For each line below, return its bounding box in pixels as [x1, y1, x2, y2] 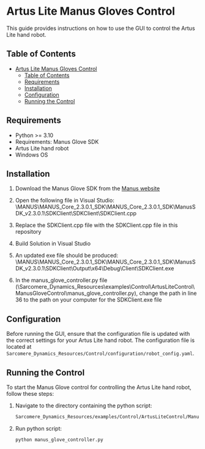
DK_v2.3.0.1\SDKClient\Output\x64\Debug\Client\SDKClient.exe [15, 265, 174, 272]
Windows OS [15, 151, 48, 158]
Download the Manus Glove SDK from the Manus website [15, 185, 160, 192]
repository [15, 228, 42, 236]
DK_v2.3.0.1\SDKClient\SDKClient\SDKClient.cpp [15, 210, 136, 217]
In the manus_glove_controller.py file [15, 276, 108, 284]
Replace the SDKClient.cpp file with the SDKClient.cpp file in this [15, 221, 178, 229]
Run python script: [15, 425, 62, 432]
